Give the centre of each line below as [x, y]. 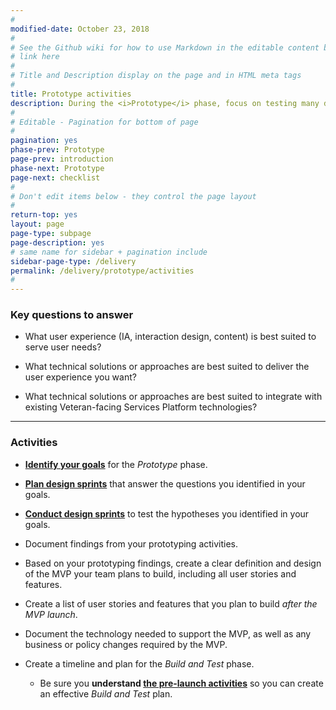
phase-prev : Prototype [57, 150]
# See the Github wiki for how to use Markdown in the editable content [165, 47]
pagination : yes [44, 141]
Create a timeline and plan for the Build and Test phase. [139, 663]
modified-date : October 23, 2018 [80, 29]
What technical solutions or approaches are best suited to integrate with [173, 397]
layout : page [37, 224]
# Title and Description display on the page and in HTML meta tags [156, 76]
